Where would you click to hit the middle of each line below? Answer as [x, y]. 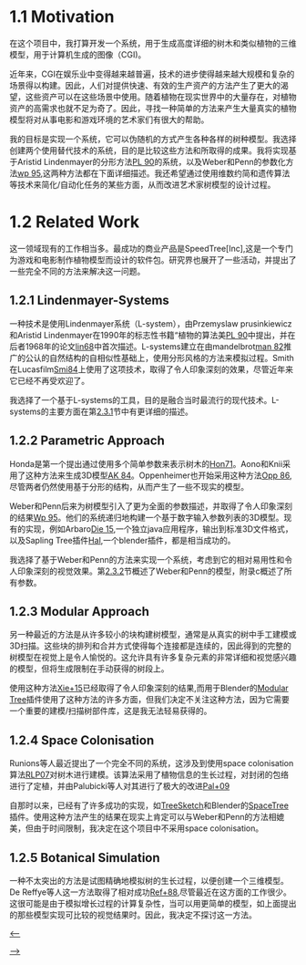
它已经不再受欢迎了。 [49, 380]
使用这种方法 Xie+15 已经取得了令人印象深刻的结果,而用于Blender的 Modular [149, 688]
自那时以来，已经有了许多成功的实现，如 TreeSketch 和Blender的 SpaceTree [149, 805]
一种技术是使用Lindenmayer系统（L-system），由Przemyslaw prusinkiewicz [151, 323]
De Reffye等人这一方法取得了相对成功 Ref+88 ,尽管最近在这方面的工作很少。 [150, 892]
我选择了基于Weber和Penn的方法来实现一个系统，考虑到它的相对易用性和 [147, 559]
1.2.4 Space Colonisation [82, 740]
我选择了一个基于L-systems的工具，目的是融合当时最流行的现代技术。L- [144, 399]
